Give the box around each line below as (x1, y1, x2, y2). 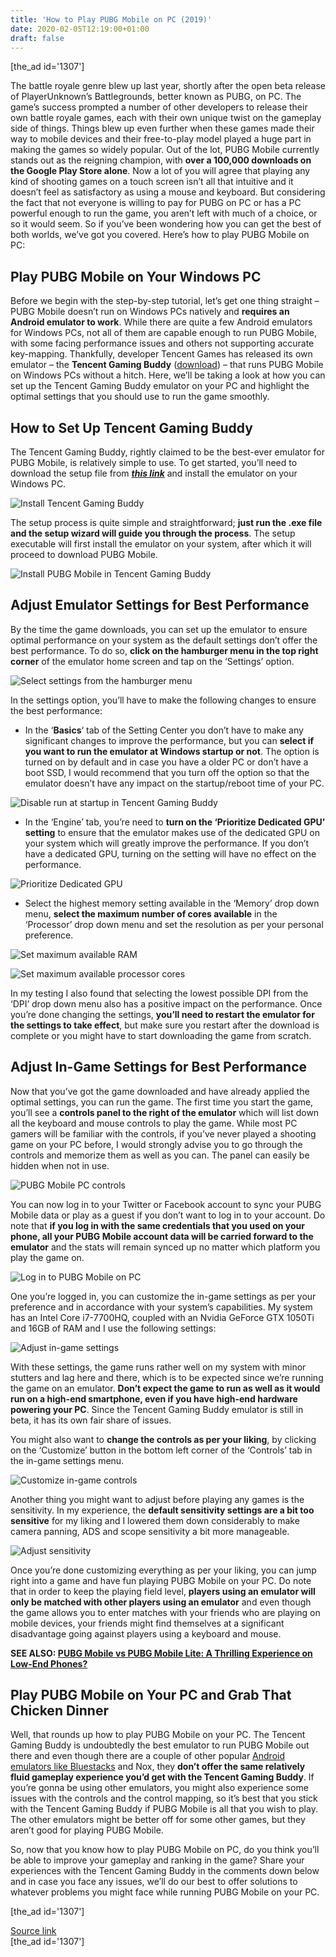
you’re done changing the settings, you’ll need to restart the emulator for (10, 1008, 315, 1020)
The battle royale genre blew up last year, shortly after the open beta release (10, 80, 326, 92)
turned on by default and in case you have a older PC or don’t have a (24, 756, 309, 768)
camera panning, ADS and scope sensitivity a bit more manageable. (10, 1525, 290, 1537)
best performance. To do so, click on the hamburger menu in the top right (10, 644, 319, 656)
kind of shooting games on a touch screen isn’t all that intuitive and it (10, 176, 294, 188)
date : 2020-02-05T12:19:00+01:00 (10, 24, 150, 34)
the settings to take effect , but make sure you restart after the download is (10, 1019, 320, 1031)
